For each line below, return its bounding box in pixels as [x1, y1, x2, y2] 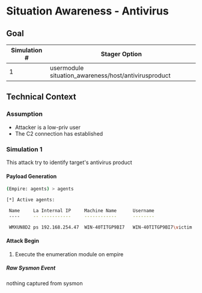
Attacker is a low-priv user [14, 124, 81, 131]
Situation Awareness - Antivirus [6, 4, 170, 18]
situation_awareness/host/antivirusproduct [50, 71, 171, 80]
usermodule [50, 64, 84, 72]
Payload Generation [6, 172, 57, 180]
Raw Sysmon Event [6, 264, 56, 272]
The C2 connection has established [14, 130, 103, 137]
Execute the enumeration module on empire [14, 250, 124, 257]
